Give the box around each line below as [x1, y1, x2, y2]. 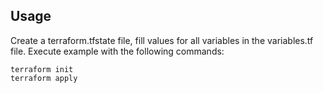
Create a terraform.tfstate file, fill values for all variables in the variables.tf [10, 34, 314, 46]
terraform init [10, 64, 74, 74]
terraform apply [10, 73, 78, 83]
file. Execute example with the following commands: [10, 45, 225, 57]
